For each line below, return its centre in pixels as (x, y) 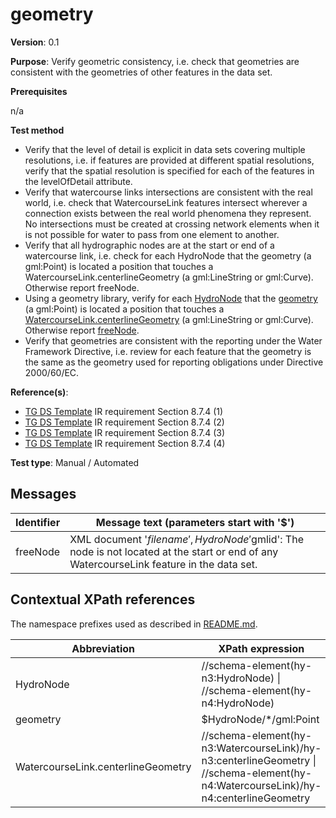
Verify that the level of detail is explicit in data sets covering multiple (165, 149)
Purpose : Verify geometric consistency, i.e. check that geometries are (155, 61)
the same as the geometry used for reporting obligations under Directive (174, 362)
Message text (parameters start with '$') (195, 522)
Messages (43, 494)
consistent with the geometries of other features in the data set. (141, 72)
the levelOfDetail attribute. (78, 181)
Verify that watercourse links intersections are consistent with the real (168, 192)
